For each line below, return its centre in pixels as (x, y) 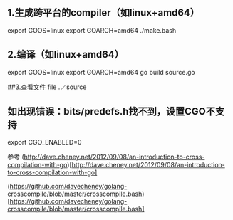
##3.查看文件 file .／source (47, 87)
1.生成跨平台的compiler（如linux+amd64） (104, 13)
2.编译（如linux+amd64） (66, 54)
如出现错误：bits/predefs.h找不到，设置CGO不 (112, 111)
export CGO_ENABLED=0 (45, 142)
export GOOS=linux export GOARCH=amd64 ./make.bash (92, 30)
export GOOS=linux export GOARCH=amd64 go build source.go (101, 72)
